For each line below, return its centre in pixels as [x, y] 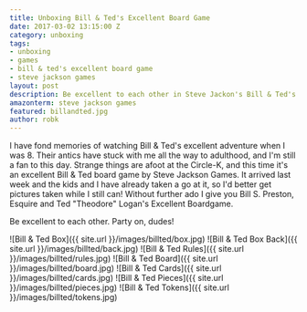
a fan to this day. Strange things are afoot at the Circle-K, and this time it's [149, 165]
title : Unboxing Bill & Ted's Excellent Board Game [110, 18]
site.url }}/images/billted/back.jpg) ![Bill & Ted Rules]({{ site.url [127, 249]
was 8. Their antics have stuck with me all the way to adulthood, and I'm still [153, 155]
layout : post [34, 86]
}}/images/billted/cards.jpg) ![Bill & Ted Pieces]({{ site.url [116, 278]
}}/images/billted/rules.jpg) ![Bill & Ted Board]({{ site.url [114, 259]
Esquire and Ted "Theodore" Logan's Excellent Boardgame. [122, 204]
